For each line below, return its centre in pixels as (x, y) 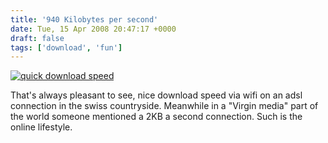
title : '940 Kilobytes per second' (84, 19)
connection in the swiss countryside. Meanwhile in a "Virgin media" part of (164, 106)
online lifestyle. (41, 127)
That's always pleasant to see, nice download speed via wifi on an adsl (156, 95)
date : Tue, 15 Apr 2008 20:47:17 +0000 (93, 29)
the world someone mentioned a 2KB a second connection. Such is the (156, 117)
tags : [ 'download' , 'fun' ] (66, 47)
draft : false (37, 38)
